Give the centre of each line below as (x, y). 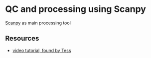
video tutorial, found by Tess (42, 50)
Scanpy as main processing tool (38, 23)
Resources (22, 38)
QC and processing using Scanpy (75, 9)
